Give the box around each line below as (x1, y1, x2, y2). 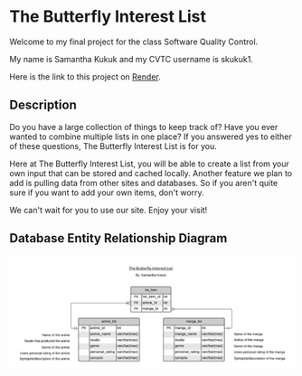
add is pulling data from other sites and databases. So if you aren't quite (9, 177, 278, 188)
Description (9, 98, 77, 113)
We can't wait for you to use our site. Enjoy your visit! (9, 204, 208, 215)
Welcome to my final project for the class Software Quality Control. (9, 36, 259, 47)
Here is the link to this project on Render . (9, 70, 161, 82)
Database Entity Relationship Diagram (9, 230, 228, 246)
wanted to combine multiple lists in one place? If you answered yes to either (9, 131, 292, 142)
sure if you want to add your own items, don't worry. (9, 187, 205, 198)
